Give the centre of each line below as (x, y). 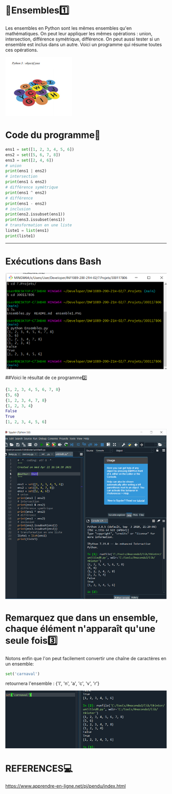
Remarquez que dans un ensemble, (82, 618)
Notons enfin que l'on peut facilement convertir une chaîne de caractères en (86, 658)
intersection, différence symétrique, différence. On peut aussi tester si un (82, 39)
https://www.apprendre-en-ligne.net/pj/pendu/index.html (66, 786)
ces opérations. (22, 50)
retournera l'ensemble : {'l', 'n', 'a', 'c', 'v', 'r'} (52, 684)
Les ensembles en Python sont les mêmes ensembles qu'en (69, 28)
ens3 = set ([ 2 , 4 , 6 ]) (29, 160)
